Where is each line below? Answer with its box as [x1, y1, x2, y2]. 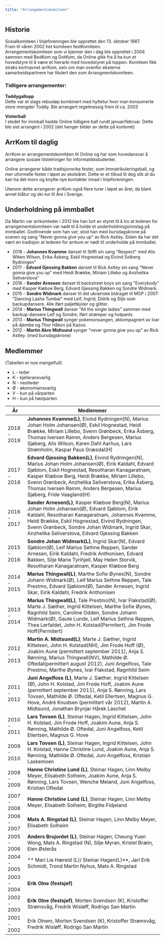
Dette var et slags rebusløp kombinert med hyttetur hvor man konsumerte [5, 98, 154, 104]
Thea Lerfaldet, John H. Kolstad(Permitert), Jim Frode [27, 622, 151, 628]
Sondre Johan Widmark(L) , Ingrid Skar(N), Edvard [27, 538, 145, 545]
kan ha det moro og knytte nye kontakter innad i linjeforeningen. [5, 176, 135, 182]
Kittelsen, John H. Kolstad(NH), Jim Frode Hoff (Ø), [27, 642, 145, 649]
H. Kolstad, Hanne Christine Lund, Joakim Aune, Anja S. [27, 746, 156, 753]
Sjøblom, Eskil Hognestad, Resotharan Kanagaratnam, [27, 467, 151, 473]
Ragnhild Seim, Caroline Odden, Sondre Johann [27, 609, 137, 616]
